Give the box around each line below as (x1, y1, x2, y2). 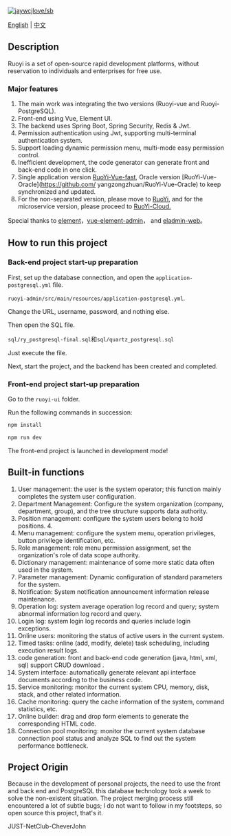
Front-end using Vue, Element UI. (17, 115, 113, 123)
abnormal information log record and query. (17, 609, 142, 617)
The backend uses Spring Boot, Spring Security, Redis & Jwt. (17, 121, 191, 130)
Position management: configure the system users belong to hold (17, 514, 203, 522)
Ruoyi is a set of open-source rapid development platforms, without (8, 59, 199, 68)
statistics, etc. (17, 704, 58, 713)
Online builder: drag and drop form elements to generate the (17, 712, 189, 720)
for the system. (17, 580, 61, 588)
